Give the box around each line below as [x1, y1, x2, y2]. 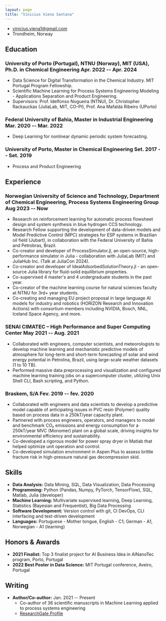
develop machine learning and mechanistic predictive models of [12, 346, 144, 352]
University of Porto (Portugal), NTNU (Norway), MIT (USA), [5, 60, 150, 67]
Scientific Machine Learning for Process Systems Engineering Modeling [12, 88, 159, 94]
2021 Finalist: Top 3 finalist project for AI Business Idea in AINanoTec [12, 551, 154, 557]
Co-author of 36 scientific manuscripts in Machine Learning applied [19, 600, 159, 606]
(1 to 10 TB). [12, 362, 37, 368]
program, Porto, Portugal [12, 556, 63, 563]
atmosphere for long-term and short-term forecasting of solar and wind [12, 351, 159, 357]
